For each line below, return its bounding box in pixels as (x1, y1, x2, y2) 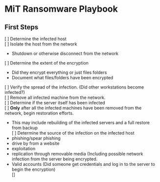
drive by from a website (11, 140, 60, 146)
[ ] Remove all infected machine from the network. (4, 94, 106, 100)
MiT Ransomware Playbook (4, 3, 118, 15)
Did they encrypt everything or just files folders (11, 69, 107, 75)
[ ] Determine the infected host (4, 36, 67, 42)
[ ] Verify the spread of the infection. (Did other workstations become (4, 84, 144, 90)
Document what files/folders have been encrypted (11, 75, 114, 80)
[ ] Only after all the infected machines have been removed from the (4, 105, 142, 111)
